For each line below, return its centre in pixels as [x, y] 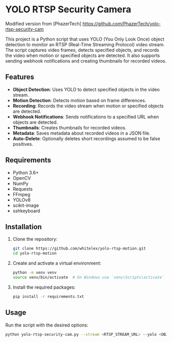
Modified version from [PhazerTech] [44, 24]
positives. [23, 144]
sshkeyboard [26, 211]
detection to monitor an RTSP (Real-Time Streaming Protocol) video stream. [85, 44]
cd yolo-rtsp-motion [35, 253]
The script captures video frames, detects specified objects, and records [82, 50]
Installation [24, 227]
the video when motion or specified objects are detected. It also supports [83, 55]
